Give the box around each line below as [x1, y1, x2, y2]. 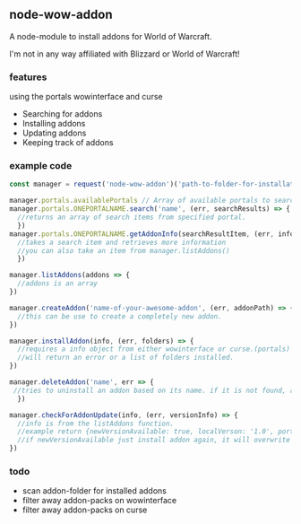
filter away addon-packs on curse [21, 504, 148, 515]
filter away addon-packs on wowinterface [21, 495, 177, 506]
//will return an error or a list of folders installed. [17, 354, 235, 362]
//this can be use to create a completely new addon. [17, 311, 222, 321]
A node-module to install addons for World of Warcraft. [9, 31, 212, 41]
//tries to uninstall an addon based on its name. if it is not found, [13, 386, 287, 395]
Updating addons [21, 127, 87, 138]
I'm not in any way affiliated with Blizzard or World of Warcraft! [9, 48, 240, 59]
